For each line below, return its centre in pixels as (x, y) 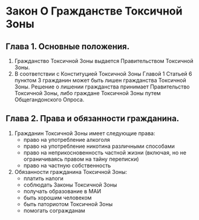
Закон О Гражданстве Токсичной (94, 11)
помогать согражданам (54, 210)
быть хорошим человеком (57, 198)
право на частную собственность (67, 165)
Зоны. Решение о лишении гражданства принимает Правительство (102, 87)
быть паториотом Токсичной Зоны (68, 204)
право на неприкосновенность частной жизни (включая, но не (105, 152)
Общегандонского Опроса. (49, 99)
